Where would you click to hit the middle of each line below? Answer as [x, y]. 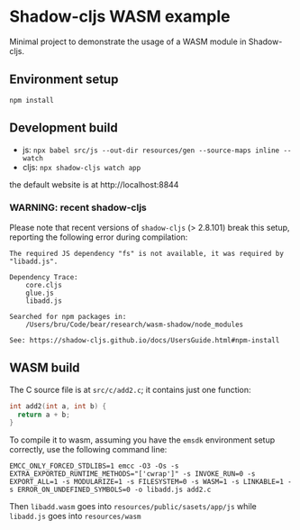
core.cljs [44, 285]
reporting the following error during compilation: [99, 237]
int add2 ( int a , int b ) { [58, 406]
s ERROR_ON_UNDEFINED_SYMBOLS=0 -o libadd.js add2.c [110, 490]
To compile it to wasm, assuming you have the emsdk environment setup [142, 440]
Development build [64, 128]
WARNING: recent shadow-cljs [78, 207]
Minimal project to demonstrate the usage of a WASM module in [128, 41]
